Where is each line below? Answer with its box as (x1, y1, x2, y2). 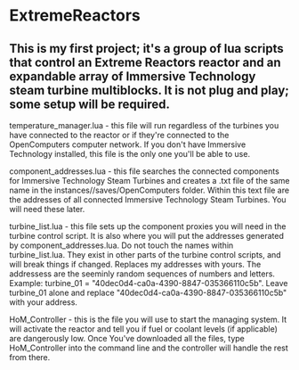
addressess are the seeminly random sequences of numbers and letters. (9, 268, 276, 279)
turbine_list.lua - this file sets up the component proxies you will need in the (9, 221, 287, 232)
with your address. (9, 297, 78, 308)
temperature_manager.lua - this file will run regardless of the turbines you (9, 120, 279, 130)
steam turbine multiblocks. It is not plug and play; (9, 82, 289, 98)
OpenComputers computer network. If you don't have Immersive (9, 139, 246, 150)
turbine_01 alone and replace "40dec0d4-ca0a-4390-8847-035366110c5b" (9, 287, 287, 298)
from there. (9, 352, 51, 362)
